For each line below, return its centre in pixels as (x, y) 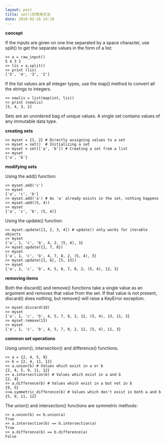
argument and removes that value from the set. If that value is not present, (81, 293)
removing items (22, 278)
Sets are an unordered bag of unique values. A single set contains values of (83, 116)
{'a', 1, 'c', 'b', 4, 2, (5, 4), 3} (44, 243)
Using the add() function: (31, 177)
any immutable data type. (31, 121)
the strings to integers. (28, 89)
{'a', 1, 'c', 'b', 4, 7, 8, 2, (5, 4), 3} (51, 256)
